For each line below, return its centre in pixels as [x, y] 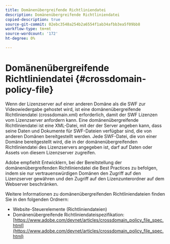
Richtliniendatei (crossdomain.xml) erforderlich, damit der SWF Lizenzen [81, 115]
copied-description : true [33, 19]
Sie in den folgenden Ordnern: [37, 199]
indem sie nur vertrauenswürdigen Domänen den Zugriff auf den [73, 173]
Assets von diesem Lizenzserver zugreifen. [51, 152]
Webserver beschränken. [32, 184]
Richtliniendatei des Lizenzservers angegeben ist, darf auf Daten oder [79, 147]
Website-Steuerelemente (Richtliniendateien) [60, 209]
